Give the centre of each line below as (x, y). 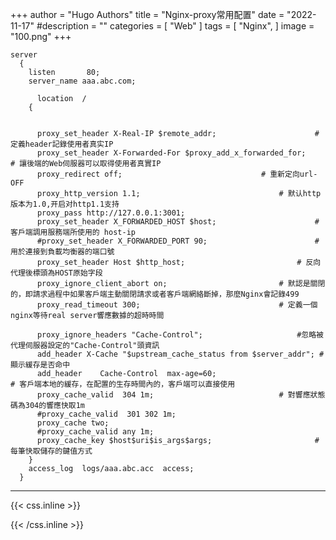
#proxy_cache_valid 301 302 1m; (106, 414)
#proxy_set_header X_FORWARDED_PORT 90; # (178, 241)
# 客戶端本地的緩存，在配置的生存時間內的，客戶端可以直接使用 (123, 384)
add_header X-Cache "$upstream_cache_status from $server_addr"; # (180, 354)
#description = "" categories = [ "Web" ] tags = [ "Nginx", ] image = (175, 26)
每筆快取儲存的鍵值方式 (51, 451)
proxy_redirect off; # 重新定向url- (177, 174)
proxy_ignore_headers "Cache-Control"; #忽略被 (180, 335)
